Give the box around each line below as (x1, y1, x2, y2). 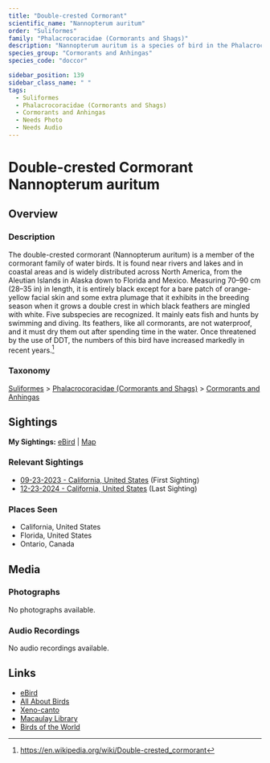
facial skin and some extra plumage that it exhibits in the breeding (31, 292, 249, 302)
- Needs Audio (15, 124, 63, 132)
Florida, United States (19, 530, 92, 540)
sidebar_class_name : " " (8, 78, 92, 87)
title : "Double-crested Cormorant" (8, 11, 128, 20)
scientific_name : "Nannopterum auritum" (8, 19, 146, 27)
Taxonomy (8, 365, 51, 377)
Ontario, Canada (19, 539, 75, 549)
